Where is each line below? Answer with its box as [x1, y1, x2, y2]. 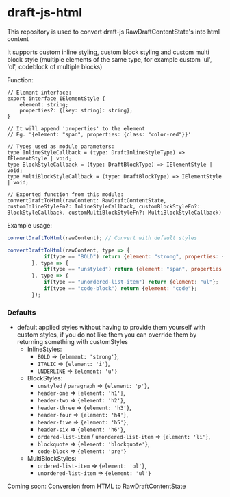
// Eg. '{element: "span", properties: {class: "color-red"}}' [7, 131, 192, 138]
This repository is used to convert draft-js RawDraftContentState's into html [7, 27, 220, 36]
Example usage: [7, 221, 53, 229]
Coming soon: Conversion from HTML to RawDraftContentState [7, 482, 186, 491]
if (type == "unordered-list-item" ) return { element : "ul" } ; [43, 279, 219, 286]
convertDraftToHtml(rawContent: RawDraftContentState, [7, 197, 167, 204]
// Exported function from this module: [7, 191, 125, 198]
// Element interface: [7, 89, 72, 96]
